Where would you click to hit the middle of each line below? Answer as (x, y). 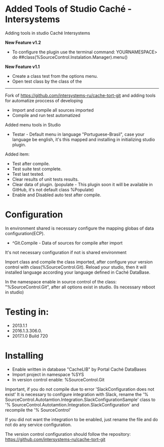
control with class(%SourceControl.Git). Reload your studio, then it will (76, 267)
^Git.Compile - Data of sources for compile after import (67, 243)
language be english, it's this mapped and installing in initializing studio (83, 139)
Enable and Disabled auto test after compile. (57, 195)
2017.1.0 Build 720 (30, 336)
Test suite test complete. (37, 169)
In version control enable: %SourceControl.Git (58, 379)
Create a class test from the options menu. (55, 76)
